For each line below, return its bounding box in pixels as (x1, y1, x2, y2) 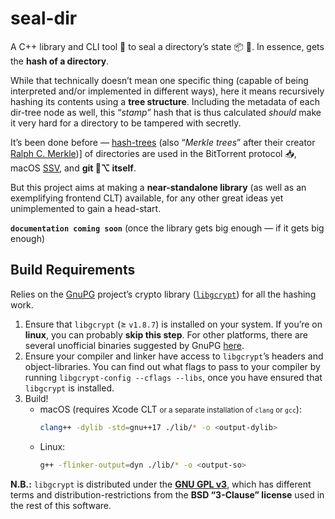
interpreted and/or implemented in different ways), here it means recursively (10, 85, 325, 97)
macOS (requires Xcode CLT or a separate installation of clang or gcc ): (39, 403, 302, 415)
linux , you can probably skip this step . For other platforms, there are (24, 328, 308, 341)
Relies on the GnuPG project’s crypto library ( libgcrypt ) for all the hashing (10, 288, 317, 300)
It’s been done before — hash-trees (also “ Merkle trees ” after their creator (10, 136, 316, 148)
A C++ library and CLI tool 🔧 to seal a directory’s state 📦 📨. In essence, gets (10, 40, 325, 52)
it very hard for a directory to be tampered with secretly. (10, 117, 242, 129)
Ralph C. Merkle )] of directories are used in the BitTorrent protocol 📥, (10, 147, 297, 159)
